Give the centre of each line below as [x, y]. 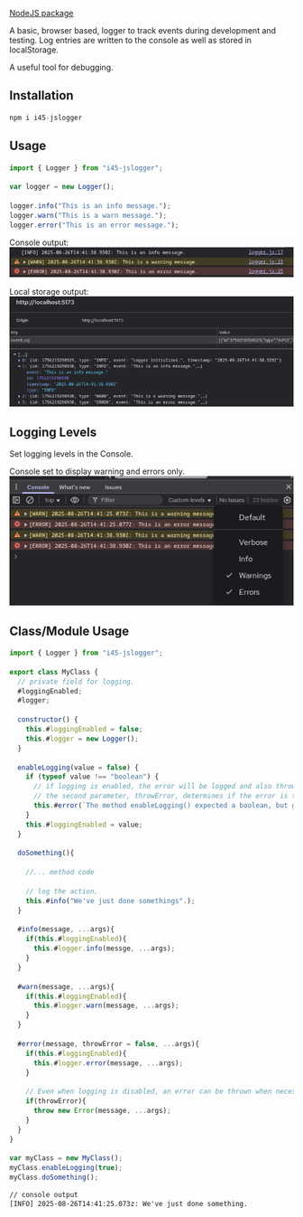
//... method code [60, 873]
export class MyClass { [54, 672]
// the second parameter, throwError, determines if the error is [161, 796]
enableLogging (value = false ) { [78, 768]
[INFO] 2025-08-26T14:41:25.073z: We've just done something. [129, 1204]
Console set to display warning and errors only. [97, 472]
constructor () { [48, 720]
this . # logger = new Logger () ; [83, 739]
